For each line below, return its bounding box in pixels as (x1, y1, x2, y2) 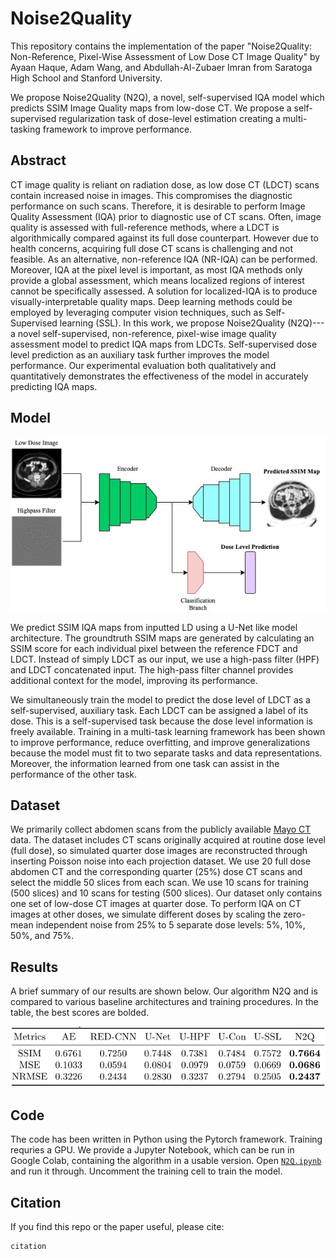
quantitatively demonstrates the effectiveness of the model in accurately (10, 370, 309, 382)
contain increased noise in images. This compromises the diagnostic (10, 189, 293, 201)
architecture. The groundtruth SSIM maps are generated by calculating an (10, 632, 315, 644)
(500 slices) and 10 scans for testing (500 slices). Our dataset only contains (10, 887, 323, 899)
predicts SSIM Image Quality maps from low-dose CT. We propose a (10, 102, 292, 114)
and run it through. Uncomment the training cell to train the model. (10, 1165, 283, 1177)
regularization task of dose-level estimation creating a (58, 112, 281, 124)
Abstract (10, 152, 67, 169)
